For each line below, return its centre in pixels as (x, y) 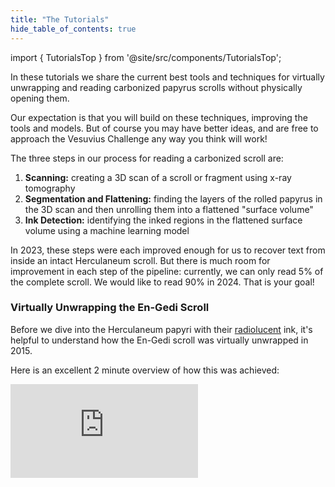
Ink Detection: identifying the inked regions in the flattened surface (163, 220)
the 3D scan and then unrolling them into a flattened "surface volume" (169, 209)
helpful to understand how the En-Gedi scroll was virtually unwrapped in (159, 340)
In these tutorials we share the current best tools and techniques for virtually (167, 77)
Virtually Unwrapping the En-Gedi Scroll (110, 308)
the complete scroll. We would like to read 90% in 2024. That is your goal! (162, 282)
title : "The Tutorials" (60, 19)
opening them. (40, 98)
